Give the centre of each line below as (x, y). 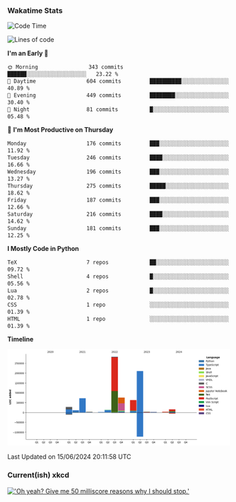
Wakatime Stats (35, 11)
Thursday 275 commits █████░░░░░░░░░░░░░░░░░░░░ (118, 186)
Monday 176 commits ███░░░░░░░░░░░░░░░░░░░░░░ (118, 144)
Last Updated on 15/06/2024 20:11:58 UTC (70, 457)
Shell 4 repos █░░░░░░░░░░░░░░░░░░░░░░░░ (118, 277)
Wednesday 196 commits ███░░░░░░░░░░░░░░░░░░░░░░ (118, 172)
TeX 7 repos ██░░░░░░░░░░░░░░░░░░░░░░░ (118, 263)
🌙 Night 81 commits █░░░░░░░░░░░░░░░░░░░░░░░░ (118, 110)
